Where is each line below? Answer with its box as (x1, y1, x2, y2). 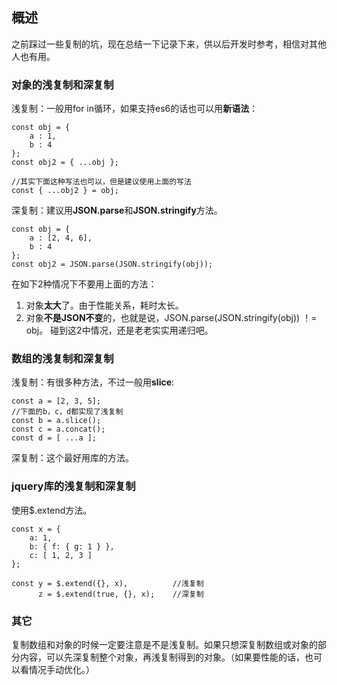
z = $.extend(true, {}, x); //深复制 (37, 589, 204, 599)
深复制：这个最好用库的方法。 (11, 452, 134, 464)
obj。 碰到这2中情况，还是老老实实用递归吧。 (25, 324, 214, 337)
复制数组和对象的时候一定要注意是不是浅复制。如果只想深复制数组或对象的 (11, 639, 318, 650)
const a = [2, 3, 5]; (11, 396, 102, 407)
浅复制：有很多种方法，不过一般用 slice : (11, 376, 175, 388)
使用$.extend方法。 (11, 504, 93, 516)
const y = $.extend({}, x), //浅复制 (11, 578, 204, 588)
